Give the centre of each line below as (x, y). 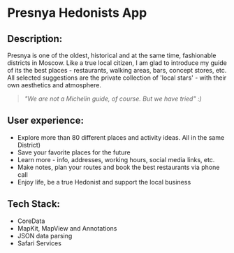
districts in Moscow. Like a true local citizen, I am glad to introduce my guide (117, 63)
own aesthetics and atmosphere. (54, 85)
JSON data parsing (45, 236)
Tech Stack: (34, 204)
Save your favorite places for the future (74, 152)
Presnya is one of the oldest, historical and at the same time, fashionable (112, 55)
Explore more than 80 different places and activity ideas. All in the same (121, 137)
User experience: (45, 121)
